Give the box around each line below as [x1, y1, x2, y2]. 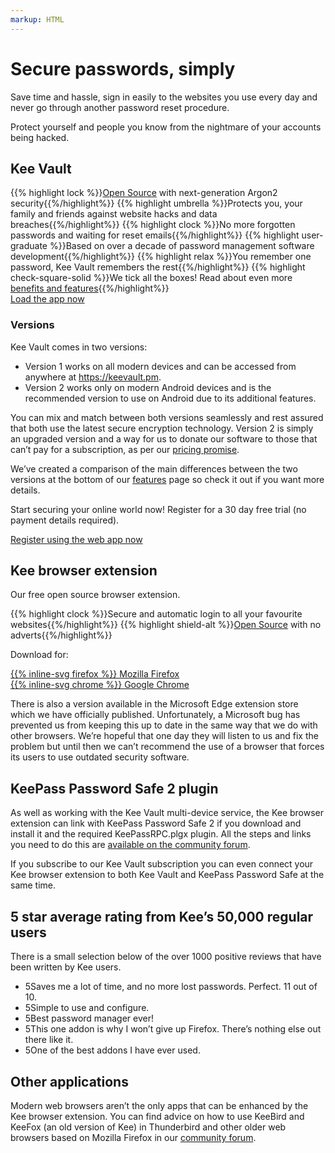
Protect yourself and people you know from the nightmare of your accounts [10, 121, 322, 133]
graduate [10, 240, 48, 252]
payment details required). [10, 514, 120, 526]
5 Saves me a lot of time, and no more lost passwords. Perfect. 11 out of [24, 981, 318, 993]
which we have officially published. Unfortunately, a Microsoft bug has [10, 709, 301, 721]
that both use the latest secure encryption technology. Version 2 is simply [10, 422, 314, 434]
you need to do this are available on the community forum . [10, 839, 251, 851]
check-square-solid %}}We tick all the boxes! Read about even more [10, 272, 293, 284]
